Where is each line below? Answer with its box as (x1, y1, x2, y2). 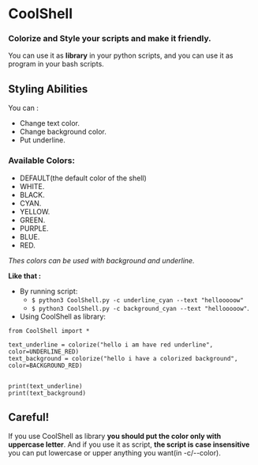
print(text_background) (8, 389, 87, 397)
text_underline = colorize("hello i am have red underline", (8, 341, 214, 349)
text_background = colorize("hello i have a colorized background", (8, 354, 238, 362)
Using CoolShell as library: (19, 312, 107, 321)
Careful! (8, 410, 50, 424)
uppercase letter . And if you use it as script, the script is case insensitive (8, 440, 250, 449)
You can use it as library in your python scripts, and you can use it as (8, 51, 234, 60)
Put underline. (19, 135, 65, 145)
